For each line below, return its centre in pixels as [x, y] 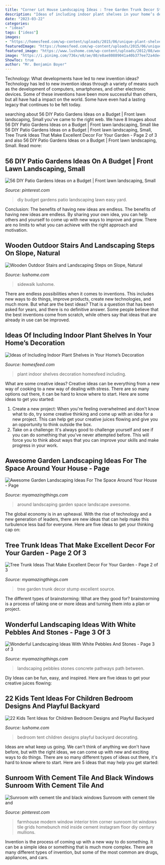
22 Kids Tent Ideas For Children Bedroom [69, 698]
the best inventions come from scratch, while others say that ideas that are [81, 314]
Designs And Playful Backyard [53, 706]
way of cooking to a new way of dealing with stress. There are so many [77, 389]
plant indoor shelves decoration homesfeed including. [72, 374]
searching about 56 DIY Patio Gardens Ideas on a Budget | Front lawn [75, 114]
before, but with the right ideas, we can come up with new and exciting [77, 752]
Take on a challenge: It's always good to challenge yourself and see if [83, 430]
